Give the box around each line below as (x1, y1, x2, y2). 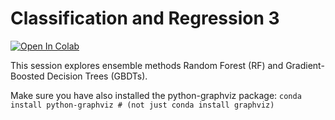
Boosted (10, 70, 45, 82)
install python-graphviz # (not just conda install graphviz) (10, 100, 275, 110)
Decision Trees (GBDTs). (46, 70, 148, 82)
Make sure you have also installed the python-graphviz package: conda (10, 89, 302, 101)
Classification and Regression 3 (10, 7, 280, 30)
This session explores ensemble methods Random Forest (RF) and (10, 59, 284, 71)
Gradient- (285, 59, 325, 71)
